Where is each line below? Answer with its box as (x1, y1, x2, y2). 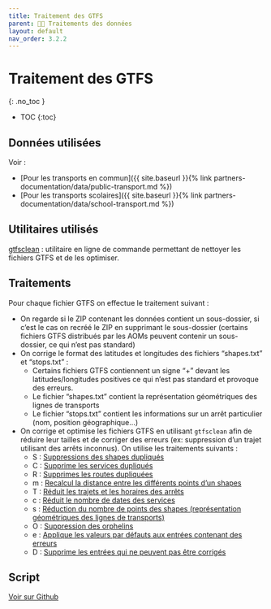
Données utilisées (8, 136, 101, 150)
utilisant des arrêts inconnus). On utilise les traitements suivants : (19, 443, 238, 453)
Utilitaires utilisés (8, 223, 99, 237)
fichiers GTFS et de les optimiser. (8, 253, 120, 263)
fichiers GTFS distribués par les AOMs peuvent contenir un (19, 331, 217, 341)
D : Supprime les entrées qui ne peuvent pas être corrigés (32, 546, 226, 557)
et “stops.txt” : (19, 357, 69, 367)
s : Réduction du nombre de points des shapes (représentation (32, 503, 242, 513)
